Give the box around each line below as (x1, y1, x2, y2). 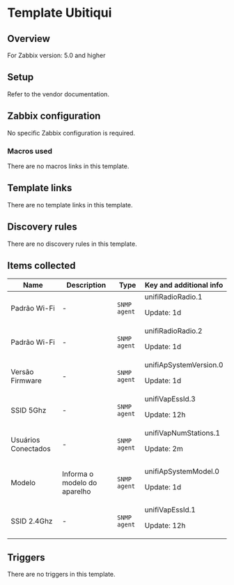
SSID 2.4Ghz (10, 517, 53, 526)
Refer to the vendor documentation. (7, 89, 110, 98)
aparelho (61, 487, 91, 496)
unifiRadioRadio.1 (144, 292, 203, 302)
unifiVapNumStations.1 (144, 428, 221, 438)
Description (66, 281, 107, 290)
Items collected (7, 260, 76, 272)
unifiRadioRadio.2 (144, 326, 203, 336)
